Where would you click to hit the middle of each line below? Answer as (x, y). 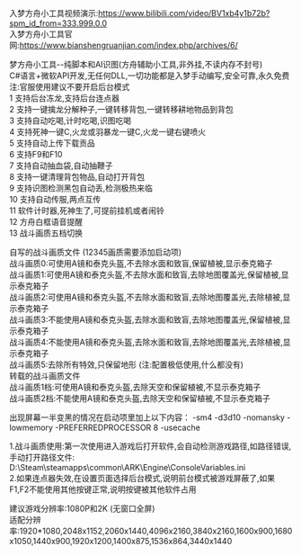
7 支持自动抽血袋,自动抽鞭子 (61, 166)
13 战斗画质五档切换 (46, 233)
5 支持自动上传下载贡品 (53, 143)
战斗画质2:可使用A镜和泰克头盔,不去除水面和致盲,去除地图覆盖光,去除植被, (146, 297)
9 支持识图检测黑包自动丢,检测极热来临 (81, 188)
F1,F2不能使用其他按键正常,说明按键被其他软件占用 (103, 489)
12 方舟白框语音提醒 (46, 222)
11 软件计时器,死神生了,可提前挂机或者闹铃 (87, 210)
